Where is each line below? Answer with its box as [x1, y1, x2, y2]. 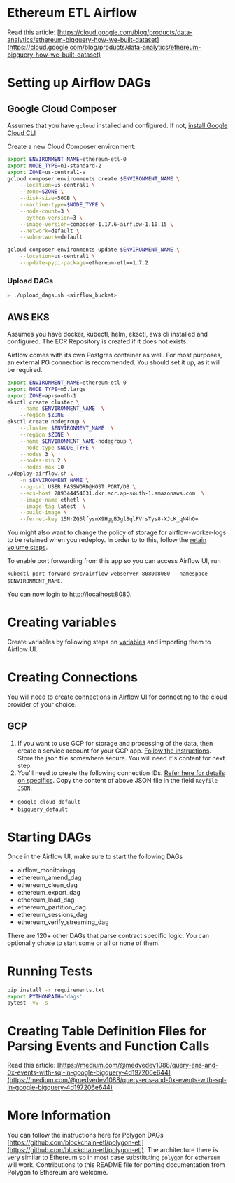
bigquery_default [17, 806, 69, 813]
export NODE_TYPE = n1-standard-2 [7, 162, 101, 169]
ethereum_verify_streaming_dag [17, 918, 109, 926]
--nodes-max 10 [20, 464, 64, 471]
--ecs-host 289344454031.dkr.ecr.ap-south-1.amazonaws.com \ [20, 490, 205, 497]
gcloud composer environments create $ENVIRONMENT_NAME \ [7, 175, 180, 183]
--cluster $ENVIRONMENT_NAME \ [20, 425, 114, 432]
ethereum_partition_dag [17, 902, 86, 911]
